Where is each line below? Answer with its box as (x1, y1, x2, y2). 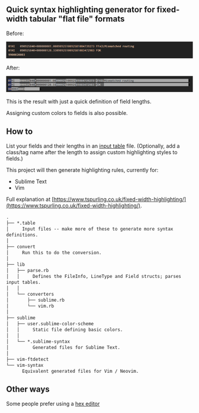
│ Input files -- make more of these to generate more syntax (6, 226, 174, 232)
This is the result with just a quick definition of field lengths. (6, 98, 152, 105)
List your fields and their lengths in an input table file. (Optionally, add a (6, 142, 180, 149)
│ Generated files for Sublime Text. (6, 344, 120, 350)
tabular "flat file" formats (29, 14, 125, 24)
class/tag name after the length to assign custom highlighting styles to (6, 148, 178, 156)
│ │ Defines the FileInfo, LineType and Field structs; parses (6, 273, 182, 279)
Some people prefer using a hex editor (6, 400, 100, 407)
